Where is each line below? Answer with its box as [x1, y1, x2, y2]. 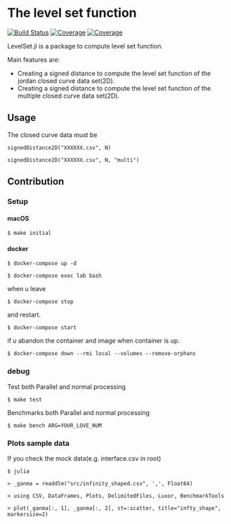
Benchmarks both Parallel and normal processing [7, 408, 150, 416]
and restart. [7, 311, 41, 319]
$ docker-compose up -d [7, 260, 77, 267]
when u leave [7, 285, 46, 293]
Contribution [7, 176, 65, 188]
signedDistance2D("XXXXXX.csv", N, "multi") [7, 156, 140, 163]
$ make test [7, 396, 42, 403]
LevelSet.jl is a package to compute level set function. [7, 41, 164, 50]
